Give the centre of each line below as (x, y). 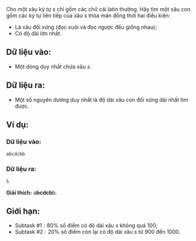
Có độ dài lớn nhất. (38, 33)
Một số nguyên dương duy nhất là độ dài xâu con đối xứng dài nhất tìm (102, 100)
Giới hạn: (23, 211)
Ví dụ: (17, 125)
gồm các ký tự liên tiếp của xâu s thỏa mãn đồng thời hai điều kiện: (88, 16)
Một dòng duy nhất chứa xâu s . (53, 66)
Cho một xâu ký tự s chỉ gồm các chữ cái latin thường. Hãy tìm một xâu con (98, 9)
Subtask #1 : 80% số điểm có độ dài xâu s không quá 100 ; (86, 225)
